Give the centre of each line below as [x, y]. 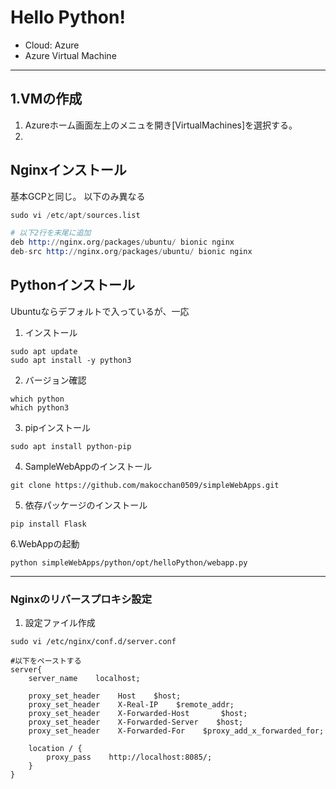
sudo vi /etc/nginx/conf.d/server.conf [93, 642]
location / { [55, 749]
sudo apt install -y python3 [71, 360]
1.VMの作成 [46, 99]
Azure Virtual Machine [70, 55]
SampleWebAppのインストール [88, 466]
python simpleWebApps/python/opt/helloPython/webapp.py [129, 562]
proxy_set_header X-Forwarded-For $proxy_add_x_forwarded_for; [176, 731]
